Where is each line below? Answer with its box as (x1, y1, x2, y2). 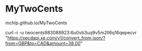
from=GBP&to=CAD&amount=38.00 (5, 40, 81, 46)
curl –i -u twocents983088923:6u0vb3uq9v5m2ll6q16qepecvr (5, 29, 137, 35)
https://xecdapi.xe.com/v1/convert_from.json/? (7, 35, 106, 41)
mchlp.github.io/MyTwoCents (5, 20, 67, 26)
